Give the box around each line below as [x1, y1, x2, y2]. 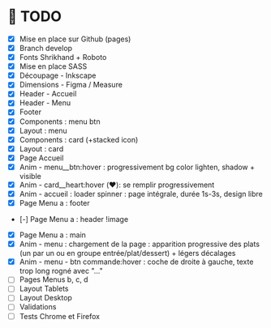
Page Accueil [19, 153, 64, 163]
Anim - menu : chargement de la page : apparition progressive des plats [19, 239, 260, 249]
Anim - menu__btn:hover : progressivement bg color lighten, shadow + [19, 162, 256, 172]
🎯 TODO [7, 7, 62, 26]
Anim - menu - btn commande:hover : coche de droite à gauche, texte [19, 257, 254, 266]
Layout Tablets [19, 283, 69, 294]
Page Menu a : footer [19, 198, 90, 207]
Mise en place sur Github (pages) [19, 34, 131, 44]
